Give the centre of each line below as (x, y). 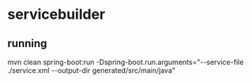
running (27, 43)
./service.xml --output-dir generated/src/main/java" (91, 70)
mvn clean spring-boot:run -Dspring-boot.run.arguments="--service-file (126, 62)
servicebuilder (56, 14)
